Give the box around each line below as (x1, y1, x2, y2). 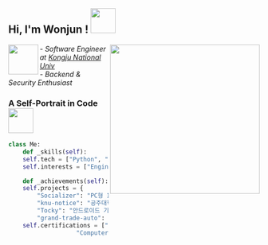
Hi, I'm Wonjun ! (8, 23, 89, 37)
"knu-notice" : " (37, 200, 91, 208)
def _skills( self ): (22, 148, 88, 156)
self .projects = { (22, 185, 84, 192)
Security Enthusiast (8, 77, 73, 87)
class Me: (8, 141, 41, 149)
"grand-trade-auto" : (37, 214, 105, 222)
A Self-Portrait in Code (8, 97, 98, 108)
